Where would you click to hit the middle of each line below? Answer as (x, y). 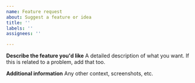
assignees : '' (24, 34)
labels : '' (20, 28)
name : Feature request (34, 12)
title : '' (18, 23)
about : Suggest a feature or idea (49, 17)
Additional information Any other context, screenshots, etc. (80, 74)
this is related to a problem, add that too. (56, 62)
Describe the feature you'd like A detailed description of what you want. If (97, 56)
